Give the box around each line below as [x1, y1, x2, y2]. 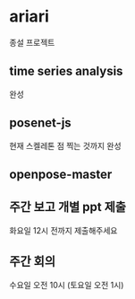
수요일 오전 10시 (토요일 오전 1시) [9, 279, 124, 290]
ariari [9, 6, 49, 27]
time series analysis [9, 64, 123, 79]
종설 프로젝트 [9, 37, 55, 48]
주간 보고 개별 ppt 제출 [9, 199, 127, 215]
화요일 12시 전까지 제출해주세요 [9, 224, 118, 235]
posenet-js [9, 115, 72, 131]
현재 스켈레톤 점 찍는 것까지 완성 [9, 140, 122, 151]
